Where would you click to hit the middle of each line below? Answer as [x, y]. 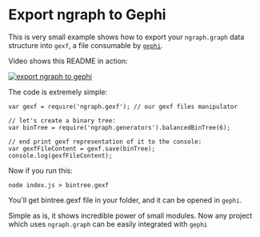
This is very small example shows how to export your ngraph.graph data [126, 37]
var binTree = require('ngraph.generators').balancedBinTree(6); [119, 127]
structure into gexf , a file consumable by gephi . [86, 45]
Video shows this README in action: [68, 61]
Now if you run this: [41, 171]
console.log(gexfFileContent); [60, 155]
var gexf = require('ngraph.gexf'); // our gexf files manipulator [123, 106]
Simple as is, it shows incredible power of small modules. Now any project [130, 215]
